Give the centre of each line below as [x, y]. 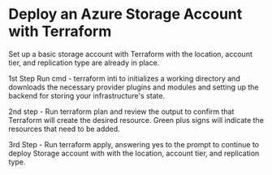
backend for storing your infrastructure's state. [86, 95]
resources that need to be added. [64, 129]
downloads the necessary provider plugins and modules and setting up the [134, 87]
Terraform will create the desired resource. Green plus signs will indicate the [136, 120]
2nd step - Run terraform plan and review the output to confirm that [121, 112]
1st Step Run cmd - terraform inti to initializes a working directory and [125, 78]
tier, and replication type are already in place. [84, 63]
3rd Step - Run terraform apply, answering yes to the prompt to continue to [134, 144]
